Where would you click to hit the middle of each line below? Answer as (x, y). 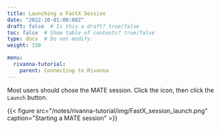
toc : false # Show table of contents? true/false (81, 33)
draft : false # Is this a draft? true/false (73, 26)
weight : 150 (24, 45)
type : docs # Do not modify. (50, 39)
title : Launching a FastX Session (57, 13)
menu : (15, 58)
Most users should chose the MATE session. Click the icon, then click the (110, 90)
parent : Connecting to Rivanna (64, 70)
